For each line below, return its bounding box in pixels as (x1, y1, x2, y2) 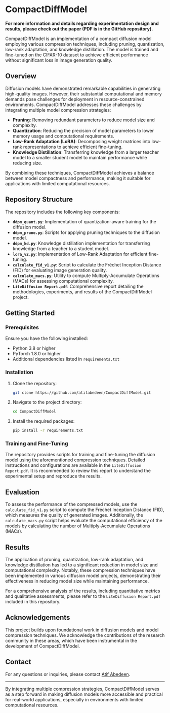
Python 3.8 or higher (12, 345, 56, 351)
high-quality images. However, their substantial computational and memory (5, 90, 162, 97)
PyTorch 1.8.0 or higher (12, 351, 61, 357)
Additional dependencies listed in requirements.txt (12, 356, 120, 362)
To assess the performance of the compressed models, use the (5, 501, 138, 507)
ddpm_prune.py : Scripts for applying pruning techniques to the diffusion (12, 229, 160, 235)
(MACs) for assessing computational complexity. (12, 278, 114, 284)
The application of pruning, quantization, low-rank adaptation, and (5, 557, 144, 563)
